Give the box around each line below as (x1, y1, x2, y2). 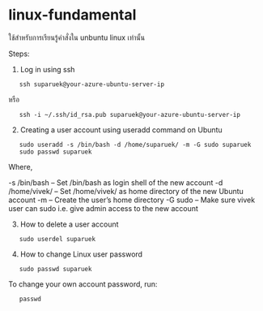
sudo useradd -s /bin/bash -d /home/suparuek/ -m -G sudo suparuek (19, 140, 252, 149)
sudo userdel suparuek (19, 235, 95, 243)
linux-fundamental (8, 6, 137, 24)
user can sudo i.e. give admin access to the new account (8, 203, 198, 213)
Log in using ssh (19, 64, 75, 74)
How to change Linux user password (19, 249, 143, 259)
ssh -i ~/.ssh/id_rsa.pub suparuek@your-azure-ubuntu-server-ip (19, 110, 241, 119)
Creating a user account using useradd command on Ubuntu (19, 124, 223, 135)
